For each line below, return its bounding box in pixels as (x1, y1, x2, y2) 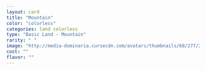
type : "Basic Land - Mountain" (6, 32, 86, 38)
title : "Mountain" (6, 15, 53, 21)
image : (6, 43, 23, 49)
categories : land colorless (6, 26, 78, 32)
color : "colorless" (6, 20, 56, 26)
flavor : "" (6, 54, 34, 60)
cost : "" (6, 49, 29, 55)
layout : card (6, 9, 40, 15)
